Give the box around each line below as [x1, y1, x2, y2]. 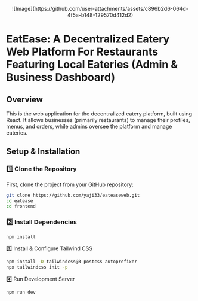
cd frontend [6, 203, 36, 209]
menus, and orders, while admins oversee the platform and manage [6, 123, 172, 130]
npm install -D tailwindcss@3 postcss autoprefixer [6, 259, 137, 265]
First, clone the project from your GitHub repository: [6, 181, 134, 188]
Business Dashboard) [6, 71, 115, 84]
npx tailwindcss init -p [6, 264, 68, 270]
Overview [6, 94, 44, 104]
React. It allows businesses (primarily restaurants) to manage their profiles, [6, 117, 191, 123]
